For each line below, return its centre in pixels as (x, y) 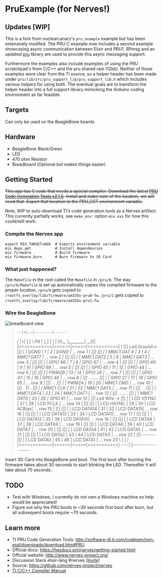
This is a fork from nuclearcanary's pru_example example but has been (75, 38)
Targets (17, 110)
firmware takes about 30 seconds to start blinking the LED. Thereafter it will (81, 465)
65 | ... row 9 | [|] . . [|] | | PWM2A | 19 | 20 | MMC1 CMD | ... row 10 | (85, 383)
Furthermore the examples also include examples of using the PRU (72, 64)
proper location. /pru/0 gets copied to (43, 290)
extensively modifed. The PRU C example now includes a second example (79, 44)
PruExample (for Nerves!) (57, 9)
